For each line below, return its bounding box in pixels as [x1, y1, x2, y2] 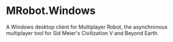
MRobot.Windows [6, 4, 96, 17]
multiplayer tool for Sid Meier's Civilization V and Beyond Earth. [6, 29, 160, 36]
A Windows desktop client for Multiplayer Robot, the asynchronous [6, 23, 168, 30]
